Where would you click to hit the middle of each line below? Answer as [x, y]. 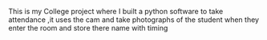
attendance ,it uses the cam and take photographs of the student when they [133, 20]
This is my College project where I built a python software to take [116, 11]
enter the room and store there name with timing [88, 28]
